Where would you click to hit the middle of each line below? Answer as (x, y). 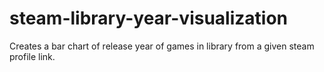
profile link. (32, 56)
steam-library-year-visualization (149, 18)
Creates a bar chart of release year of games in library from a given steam (162, 46)
